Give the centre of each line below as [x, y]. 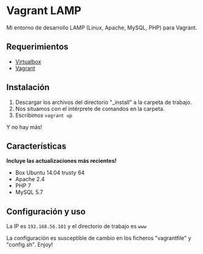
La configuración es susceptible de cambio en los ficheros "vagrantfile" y [99, 238]
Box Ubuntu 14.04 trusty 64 [50, 173]
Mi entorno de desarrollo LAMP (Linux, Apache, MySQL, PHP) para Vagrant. [102, 28]
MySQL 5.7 [29, 192]
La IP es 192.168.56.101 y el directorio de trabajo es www [76, 226]
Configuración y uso [46, 211]
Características [36, 146]
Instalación [28, 87]
